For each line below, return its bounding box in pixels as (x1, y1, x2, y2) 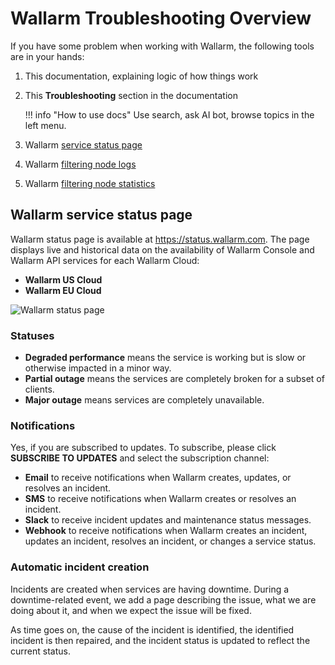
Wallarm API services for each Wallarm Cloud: (10, 254, 200, 266)
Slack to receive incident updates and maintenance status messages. (24, 514, 312, 526)
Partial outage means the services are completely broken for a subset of (24, 373, 325, 385)
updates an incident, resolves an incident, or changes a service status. (24, 535, 317, 547)
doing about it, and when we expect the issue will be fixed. (10, 604, 252, 616)
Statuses (10, 328, 55, 342)
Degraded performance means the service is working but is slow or (24, 352, 307, 364)
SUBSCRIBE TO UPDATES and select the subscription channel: (10, 452, 270, 464)
